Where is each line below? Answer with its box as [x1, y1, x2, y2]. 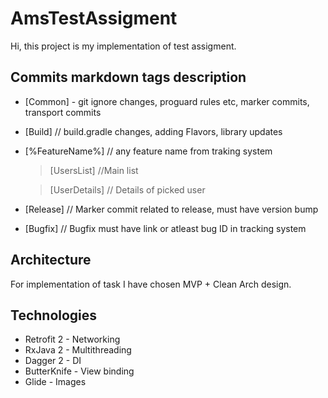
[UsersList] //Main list [49, 164, 139, 176]
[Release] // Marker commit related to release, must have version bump [24, 203, 319, 215]
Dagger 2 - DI [24, 355, 82, 367]
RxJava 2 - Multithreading [24, 344, 132, 356]
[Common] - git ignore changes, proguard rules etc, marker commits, [24, 95, 310, 107]
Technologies [10, 307, 98, 324]
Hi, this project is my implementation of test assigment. [10, 40, 237, 52]
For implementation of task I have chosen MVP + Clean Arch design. [10, 278, 292, 290]
